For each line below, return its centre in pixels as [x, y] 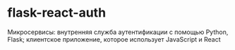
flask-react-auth [57, 13]
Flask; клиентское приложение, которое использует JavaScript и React [114, 39]
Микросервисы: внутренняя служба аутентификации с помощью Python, [118, 32]
